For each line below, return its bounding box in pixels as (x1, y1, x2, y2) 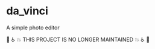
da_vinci (6, 4, 48, 18)
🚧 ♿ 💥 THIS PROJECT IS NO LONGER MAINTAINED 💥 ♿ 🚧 (6, 36, 150, 43)
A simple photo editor (6, 24, 60, 31)
